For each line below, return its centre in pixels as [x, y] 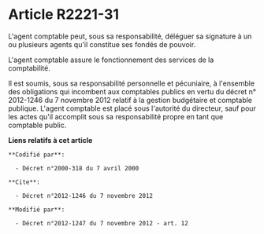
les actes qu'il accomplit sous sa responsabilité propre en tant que [116, 116]
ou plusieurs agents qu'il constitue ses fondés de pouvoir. [102, 44]
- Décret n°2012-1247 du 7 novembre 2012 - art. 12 [102, 223]
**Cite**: [24, 182]
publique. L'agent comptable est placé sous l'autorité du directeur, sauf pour [132, 108]
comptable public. [37, 125]
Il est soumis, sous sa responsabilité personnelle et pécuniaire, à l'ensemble [131, 83]
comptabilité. [30, 68]
